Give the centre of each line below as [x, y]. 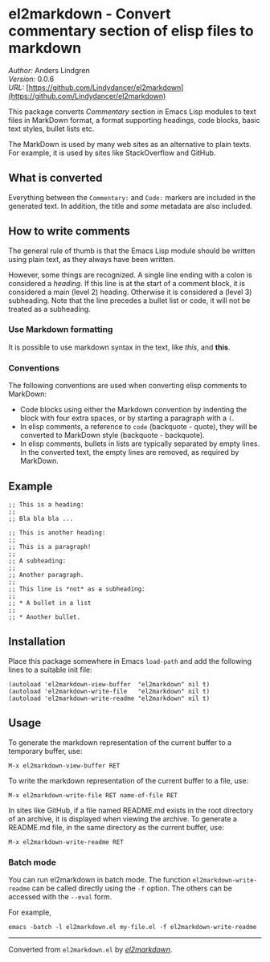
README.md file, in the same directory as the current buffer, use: [117, 827]
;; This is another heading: [57, 532]
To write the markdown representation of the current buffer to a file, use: [129, 780]
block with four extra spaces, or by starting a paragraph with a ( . [127, 418]
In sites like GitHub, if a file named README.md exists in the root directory [131, 810]
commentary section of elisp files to [131, 31]
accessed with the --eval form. [60, 896]
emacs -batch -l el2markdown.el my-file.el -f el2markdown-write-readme [133, 927]
